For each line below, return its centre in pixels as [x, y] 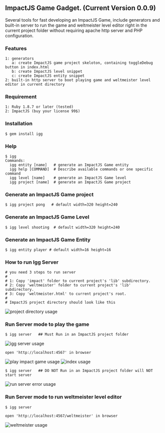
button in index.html [27, 67]
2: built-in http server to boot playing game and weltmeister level [78, 80]
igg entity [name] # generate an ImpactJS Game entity [69, 165]
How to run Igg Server [32, 262]
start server [18, 375]
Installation [19, 124]
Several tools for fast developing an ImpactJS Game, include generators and [82, 20]
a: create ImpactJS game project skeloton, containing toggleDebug [82, 63]
